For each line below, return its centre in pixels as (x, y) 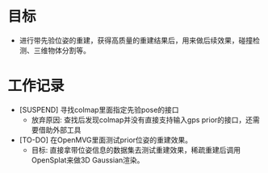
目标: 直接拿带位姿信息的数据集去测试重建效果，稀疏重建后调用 (136, 150)
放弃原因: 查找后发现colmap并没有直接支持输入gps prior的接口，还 (142, 119)
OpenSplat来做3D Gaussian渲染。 (88, 160)
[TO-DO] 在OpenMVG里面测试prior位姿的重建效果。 (106, 140)
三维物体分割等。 (62, 50)
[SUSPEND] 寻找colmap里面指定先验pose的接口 (99, 109)
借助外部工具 (60, 130)
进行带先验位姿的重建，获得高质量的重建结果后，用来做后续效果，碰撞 (136, 40)
